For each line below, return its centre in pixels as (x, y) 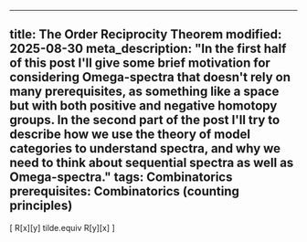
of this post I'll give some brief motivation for (140, 63)
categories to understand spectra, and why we (145, 148)
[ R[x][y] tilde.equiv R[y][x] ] (63, 227)
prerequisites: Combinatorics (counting (125, 191)
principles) (41, 206)
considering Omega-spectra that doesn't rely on (150, 77)
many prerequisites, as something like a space (144, 92)
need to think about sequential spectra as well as (152, 163)
